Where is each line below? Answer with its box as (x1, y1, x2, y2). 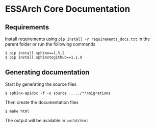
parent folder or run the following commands (5, 41, 96, 47)
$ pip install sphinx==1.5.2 (5, 51, 65, 55)
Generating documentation (5, 68, 90, 77)
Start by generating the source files (5, 81, 77, 87)
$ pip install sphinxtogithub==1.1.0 (5, 55, 82, 60)
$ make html (5, 109, 29, 114)
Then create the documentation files (5, 99, 78, 105)
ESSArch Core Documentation (5, 3, 130, 15)
